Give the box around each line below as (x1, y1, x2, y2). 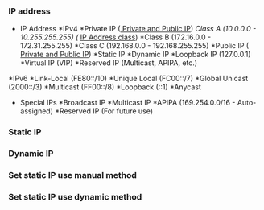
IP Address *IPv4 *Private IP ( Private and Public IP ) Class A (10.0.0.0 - (19, 24, 257, 34)
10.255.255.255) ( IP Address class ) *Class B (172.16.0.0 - (19, 32, 212, 42)
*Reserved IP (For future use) (55, 106, 154, 116)
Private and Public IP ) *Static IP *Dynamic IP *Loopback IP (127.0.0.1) (19, 50, 251, 60)
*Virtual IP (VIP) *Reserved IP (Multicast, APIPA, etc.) (19, 58, 198, 68)
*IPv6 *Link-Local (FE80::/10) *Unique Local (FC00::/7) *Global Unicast (8, 74, 249, 84)
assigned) (19, 106, 54, 116)
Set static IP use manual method (8, 170, 137, 181)
